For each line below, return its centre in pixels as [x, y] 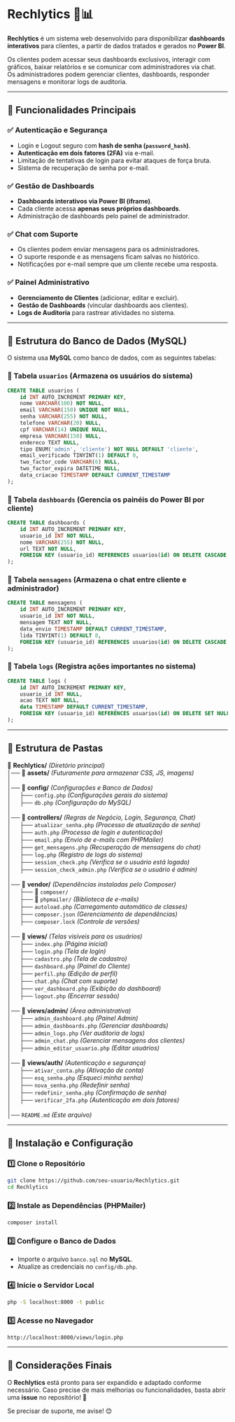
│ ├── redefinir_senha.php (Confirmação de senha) [87, 1092]
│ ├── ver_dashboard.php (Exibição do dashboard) [84, 988]
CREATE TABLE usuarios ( [43, 390]
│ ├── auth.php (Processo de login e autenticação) [85, 832]
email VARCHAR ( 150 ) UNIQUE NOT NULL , [75, 410]
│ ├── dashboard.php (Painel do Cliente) [69, 966]
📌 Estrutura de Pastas [55, 748]
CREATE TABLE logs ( [37, 681]
